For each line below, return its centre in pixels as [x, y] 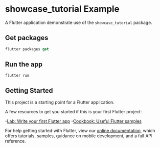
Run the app [24, 64]
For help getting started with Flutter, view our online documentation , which [80, 131]
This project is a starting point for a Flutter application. [60, 102]
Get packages [27, 38]
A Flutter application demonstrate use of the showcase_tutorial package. [79, 22]
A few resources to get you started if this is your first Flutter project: [73, 112]
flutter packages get [27, 49]
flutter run [17, 76]
